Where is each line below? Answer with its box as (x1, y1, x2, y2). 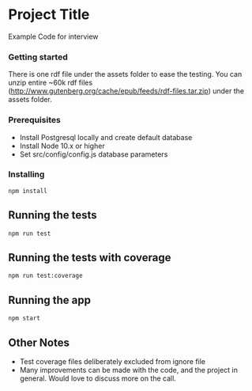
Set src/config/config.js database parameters (19, 149, 168, 159)
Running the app (8, 293, 91, 306)
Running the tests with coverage (8, 251, 171, 264)
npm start (8, 314, 41, 322)
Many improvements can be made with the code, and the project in (19, 366, 239, 375)
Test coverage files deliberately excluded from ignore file (19, 357, 206, 366)
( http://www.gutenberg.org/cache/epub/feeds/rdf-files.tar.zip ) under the (8, 86, 245, 96)
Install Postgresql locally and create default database (19, 132, 193, 142)
